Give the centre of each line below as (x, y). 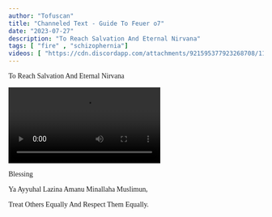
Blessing (21, 174)
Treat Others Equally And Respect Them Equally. (79, 204)
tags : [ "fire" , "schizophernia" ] (68, 46)
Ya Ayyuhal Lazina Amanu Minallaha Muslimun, (78, 189)
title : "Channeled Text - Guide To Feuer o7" (86, 23)
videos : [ (25, 53)
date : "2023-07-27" (41, 31)
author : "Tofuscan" (41, 16)
